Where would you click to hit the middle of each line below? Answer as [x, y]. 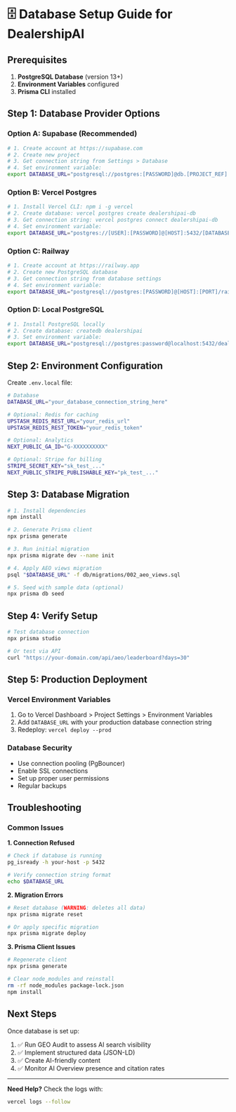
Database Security [40, 748]
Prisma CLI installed [46, 92]
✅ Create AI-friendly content [59, 1060]
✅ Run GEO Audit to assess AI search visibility [84, 1045]
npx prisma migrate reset [45, 914]
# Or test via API [34, 651]
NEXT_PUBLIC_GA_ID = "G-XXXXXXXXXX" [58, 447]
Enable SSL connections [53, 771]
